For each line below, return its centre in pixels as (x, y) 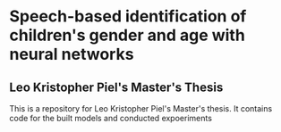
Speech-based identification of (128, 16)
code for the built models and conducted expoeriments (111, 118)
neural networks (72, 54)
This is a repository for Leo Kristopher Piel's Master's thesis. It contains (141, 108)
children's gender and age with (128, 35)
